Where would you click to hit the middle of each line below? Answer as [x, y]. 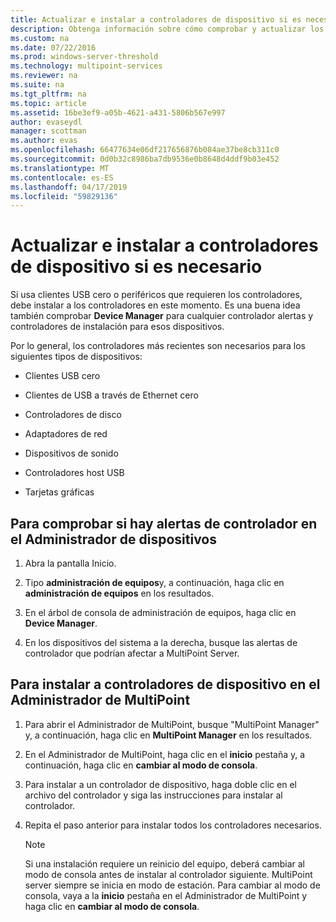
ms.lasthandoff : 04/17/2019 [69, 187]
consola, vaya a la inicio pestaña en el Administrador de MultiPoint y [166, 895]
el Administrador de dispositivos [113, 539]
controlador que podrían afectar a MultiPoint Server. [132, 653]
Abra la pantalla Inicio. [70, 563]
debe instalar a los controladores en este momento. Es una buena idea [155, 305]
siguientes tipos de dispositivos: [76, 357]
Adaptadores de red [66, 434]
